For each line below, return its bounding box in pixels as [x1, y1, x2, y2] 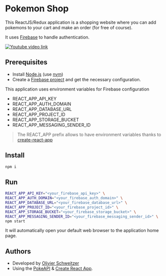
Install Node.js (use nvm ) [12, 71, 63, 77]
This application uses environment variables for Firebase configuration [5, 86, 150, 92]
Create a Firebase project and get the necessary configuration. [12, 76, 141, 82]
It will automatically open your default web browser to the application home [5, 228, 159, 233]
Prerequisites [5, 58, 48, 67]
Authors [5, 247, 31, 255]
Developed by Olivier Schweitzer [12, 260, 79, 266]
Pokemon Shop [5, 3, 69, 14]
